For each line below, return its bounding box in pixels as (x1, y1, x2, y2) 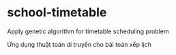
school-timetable (7, 5, 107, 20)
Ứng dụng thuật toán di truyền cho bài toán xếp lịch (7, 40, 151, 48)
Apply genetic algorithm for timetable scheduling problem (7, 27, 169, 35)
